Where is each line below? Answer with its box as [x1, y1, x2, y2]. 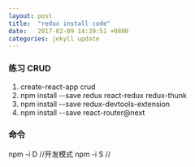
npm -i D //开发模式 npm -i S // [8, 149, 111, 159]
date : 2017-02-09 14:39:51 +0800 [8, 27, 129, 35]
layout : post [8, 11, 53, 20]
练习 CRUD [8, 62, 51, 74]
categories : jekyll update [8, 34, 100, 43]
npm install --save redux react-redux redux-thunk [19, 90, 187, 100]
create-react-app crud [19, 82, 96, 92]
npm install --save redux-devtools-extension [19, 99, 171, 109]
